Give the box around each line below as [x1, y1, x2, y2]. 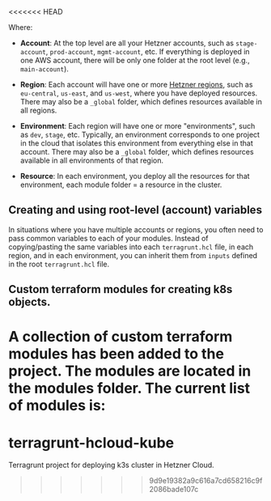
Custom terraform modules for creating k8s [8, 282, 233, 296]
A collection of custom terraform [8, 328, 233, 346]
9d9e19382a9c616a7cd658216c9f [149, 476, 263, 486]
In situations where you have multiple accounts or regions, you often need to [8, 224, 264, 234]
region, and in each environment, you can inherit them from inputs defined [8, 250, 257, 260]
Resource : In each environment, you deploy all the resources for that [19, 172, 250, 180]
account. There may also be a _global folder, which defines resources [19, 147, 254, 156]
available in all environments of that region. [19, 155, 164, 165]
